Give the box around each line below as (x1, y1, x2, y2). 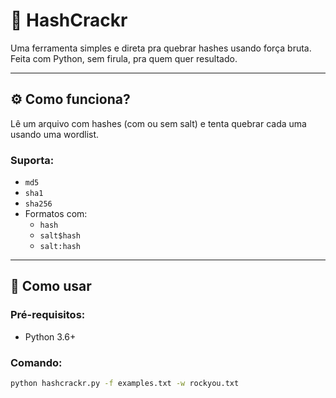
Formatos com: (24, 208, 88, 220)
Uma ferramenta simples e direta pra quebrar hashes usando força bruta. (10, 42, 312, 54)
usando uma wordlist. (10, 128, 100, 140)
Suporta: (10, 153, 55, 167)
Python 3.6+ (24, 330, 77, 343)
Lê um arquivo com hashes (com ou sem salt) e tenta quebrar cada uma (10, 117, 307, 129)
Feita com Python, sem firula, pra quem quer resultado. (10, 52, 238, 64)
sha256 (24, 199, 53, 209)
